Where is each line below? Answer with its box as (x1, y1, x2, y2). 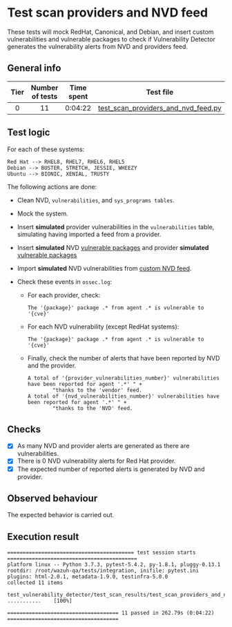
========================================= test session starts (7, 549, 196, 557)
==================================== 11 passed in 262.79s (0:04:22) (7, 610, 215, 617)
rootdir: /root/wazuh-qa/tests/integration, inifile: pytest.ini (7, 568, 199, 575)
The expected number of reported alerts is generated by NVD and (17, 465, 205, 473)
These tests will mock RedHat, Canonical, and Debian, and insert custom (7, 28, 214, 36)
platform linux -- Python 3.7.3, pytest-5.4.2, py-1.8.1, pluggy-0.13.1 (7, 561, 221, 568)
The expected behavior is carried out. (7, 511, 115, 519)
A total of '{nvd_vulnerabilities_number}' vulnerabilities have (27, 392, 220, 400)
